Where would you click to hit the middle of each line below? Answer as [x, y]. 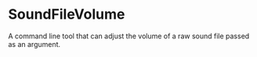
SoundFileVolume [67, 14]
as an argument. [34, 44]
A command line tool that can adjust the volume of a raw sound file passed [129, 36]
